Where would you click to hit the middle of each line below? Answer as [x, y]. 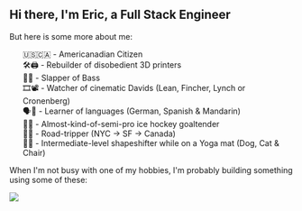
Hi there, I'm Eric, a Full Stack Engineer [120, 15]
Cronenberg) [46, 101]
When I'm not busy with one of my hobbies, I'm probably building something [151, 170]
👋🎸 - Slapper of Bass [61, 78]
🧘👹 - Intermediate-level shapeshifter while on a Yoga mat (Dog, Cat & [151, 142]
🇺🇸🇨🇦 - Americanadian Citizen [82, 54]
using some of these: [49, 179]
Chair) [34, 152]
